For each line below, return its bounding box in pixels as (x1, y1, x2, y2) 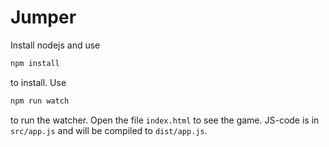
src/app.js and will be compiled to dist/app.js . (10, 124, 208, 136)
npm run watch (10, 96, 70, 106)
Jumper (10, 6, 77, 29)
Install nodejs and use (10, 39, 101, 51)
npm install (10, 58, 60, 68)
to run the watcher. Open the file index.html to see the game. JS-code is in (10, 114, 320, 126)
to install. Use (10, 76, 67, 88)
